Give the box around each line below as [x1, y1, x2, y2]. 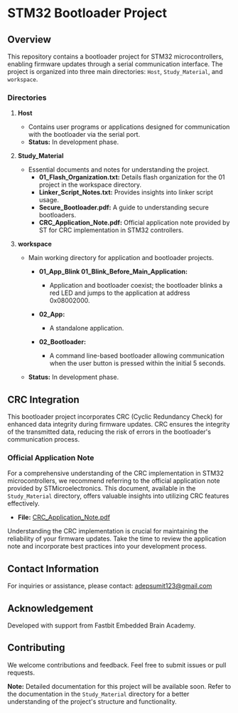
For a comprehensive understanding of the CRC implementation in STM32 [7, 469, 225, 478]
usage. [38, 196, 59, 204]
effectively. [7, 499, 40, 508]
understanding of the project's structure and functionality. [7, 697, 177, 706]
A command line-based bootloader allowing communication [49, 351, 225, 360]
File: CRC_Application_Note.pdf [17, 513, 110, 521]
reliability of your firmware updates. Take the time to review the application [7, 534, 227, 543]
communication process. [7, 435, 80, 444]
